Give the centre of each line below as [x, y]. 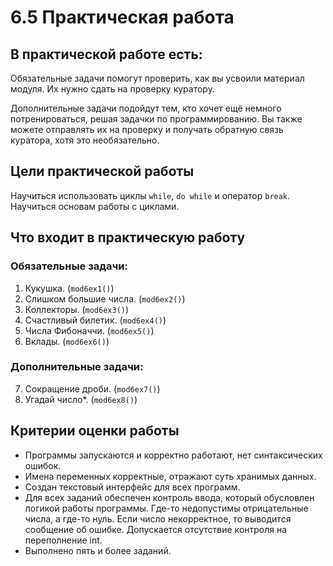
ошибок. [43, 465]
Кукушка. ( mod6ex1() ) [69, 288]
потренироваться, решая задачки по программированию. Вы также [156, 119]
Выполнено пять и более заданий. [98, 550]
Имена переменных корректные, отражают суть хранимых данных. [170, 476]
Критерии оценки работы [95, 431]
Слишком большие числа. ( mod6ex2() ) [105, 298]
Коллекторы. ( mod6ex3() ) [77, 309]
